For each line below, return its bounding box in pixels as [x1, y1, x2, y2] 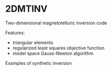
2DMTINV [5, 3, 48, 15]
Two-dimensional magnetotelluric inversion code [5, 20, 107, 26]
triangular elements [12, 39, 53, 46]
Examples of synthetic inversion [5, 60, 72, 66]
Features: [5, 29, 25, 35]
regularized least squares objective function [12, 45, 105, 51]
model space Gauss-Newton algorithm [12, 50, 94, 56]
